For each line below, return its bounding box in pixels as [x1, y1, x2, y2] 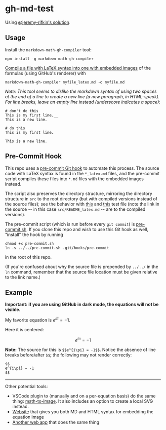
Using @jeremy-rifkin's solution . [5, 19, 71, 25]
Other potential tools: [5, 383, 48, 389]
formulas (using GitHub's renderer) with [5, 70, 86, 76]
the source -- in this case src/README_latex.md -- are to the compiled [5, 206, 146, 212]
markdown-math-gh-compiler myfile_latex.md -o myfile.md [5, 79, 125, 84]
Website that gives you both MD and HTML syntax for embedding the [12, 408, 154, 415]
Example [5, 288, 33, 297]
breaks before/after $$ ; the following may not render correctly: [5, 352, 132, 358]
